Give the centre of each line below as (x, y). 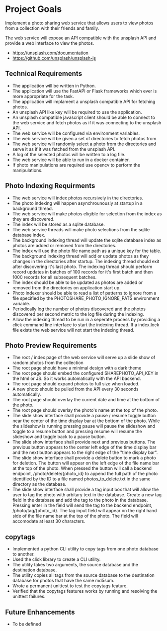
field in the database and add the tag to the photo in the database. (80, 500)
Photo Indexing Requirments (50, 186)
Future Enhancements (40, 612)
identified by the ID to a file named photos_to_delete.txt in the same (81, 479)
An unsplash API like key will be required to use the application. (77, 112)
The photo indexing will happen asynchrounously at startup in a (77, 203)
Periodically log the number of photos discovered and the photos (79, 309)
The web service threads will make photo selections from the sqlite (81, 229)
